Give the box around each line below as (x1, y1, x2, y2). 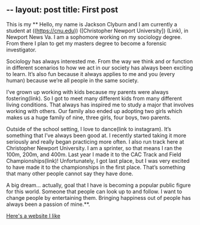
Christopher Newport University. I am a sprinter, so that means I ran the (6, 144, 183, 151)
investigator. (6, 46, 37, 53)
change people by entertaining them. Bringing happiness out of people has (6, 194, 191, 201)
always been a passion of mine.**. (6, 200, 90, 208)
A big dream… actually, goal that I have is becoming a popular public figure (6, 181, 191, 188)
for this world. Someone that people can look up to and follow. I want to (6, 188, 183, 195)
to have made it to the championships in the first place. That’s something (6, 163, 186, 171)
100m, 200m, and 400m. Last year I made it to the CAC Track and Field (6, 151, 181, 158)
